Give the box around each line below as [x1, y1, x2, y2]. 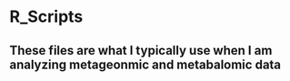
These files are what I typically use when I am [9, 43, 273, 58]
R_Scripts [9, 6, 84, 27]
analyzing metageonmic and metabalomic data [9, 56, 282, 72]
